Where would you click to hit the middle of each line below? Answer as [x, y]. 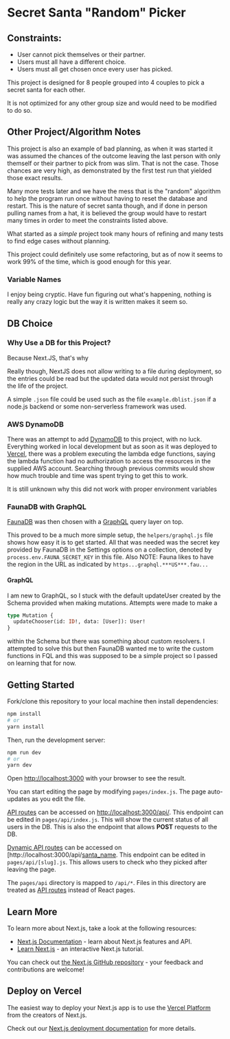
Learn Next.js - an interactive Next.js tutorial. [80, 949]
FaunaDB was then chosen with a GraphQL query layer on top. [95, 522]
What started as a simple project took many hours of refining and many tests [115, 233]
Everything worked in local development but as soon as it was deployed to [112, 447]
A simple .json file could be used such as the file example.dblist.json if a [112, 399]
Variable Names [34, 279]
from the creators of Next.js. [47, 1015]
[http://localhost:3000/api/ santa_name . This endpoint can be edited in [106, 855]
